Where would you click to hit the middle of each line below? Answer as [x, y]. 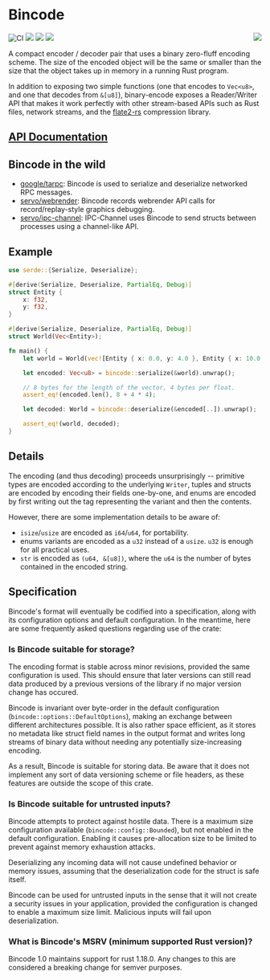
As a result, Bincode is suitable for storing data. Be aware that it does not [129, 766]
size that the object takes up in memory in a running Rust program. [119, 71]
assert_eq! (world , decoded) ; [72, 424]
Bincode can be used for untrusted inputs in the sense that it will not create [133, 895]
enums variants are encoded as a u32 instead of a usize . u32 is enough [137, 541]
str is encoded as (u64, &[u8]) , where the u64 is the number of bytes [135, 558]
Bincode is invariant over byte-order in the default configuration [114, 708]
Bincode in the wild [57, 164]
